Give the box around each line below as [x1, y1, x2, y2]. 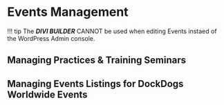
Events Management [7, 4, 129, 20]
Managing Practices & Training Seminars [7, 55, 187, 66]
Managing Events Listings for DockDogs [7, 77, 184, 90]
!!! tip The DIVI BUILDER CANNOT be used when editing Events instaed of [7, 27, 217, 35]
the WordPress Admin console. [7, 34, 95, 42]
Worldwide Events [7, 88, 88, 100]
